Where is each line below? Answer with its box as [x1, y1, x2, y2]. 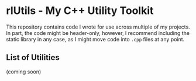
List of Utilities [6, 52, 60, 62]
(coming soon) [6, 68, 42, 75]
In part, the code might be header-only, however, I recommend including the [6, 29, 190, 36]
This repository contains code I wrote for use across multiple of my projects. [6, 23, 190, 30]
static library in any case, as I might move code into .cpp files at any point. [6, 36, 185, 43]
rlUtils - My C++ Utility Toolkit [6, 4, 154, 17]
